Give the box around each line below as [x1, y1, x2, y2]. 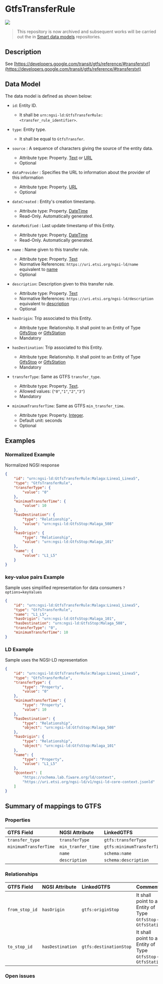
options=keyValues [5, 590, 42, 594]
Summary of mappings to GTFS [5, 802, 102, 810]
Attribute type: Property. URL [19, 184, 78, 190]
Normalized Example [5, 451, 55, 458]
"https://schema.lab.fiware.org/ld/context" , [22, 775, 116, 780]
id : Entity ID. [12, 102, 37, 108]
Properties [5, 816, 31, 823]
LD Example [5, 646, 34, 653]
